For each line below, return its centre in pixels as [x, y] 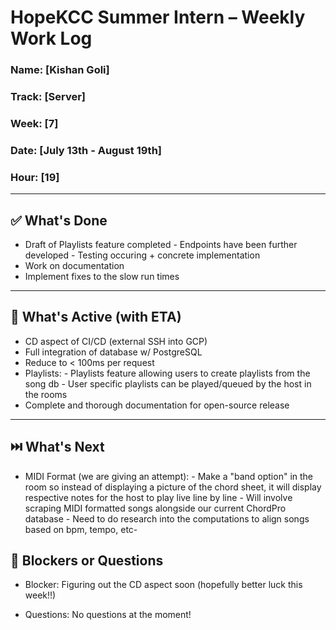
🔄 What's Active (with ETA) [96, 317]
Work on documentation [74, 265]
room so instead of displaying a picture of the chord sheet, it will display [173, 487]
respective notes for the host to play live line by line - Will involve [158, 497]
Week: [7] [34, 123]
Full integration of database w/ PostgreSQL [113, 352]
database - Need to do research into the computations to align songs [167, 518]
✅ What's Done [59, 220]
